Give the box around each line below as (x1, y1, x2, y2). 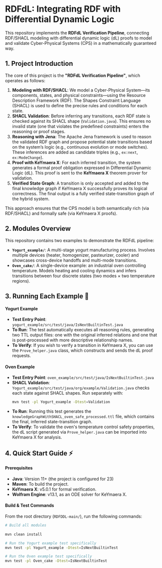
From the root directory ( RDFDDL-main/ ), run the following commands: (5, 513, 142, 519)
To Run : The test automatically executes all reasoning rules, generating (12, 327, 154, 333)
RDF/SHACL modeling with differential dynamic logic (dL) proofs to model (5, 35, 152, 41)
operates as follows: (5, 77, 46, 83)
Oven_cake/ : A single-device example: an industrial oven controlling (12, 262, 146, 268)
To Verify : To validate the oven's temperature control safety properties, (12, 424, 155, 430)
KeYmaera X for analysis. (12, 435, 62, 440)
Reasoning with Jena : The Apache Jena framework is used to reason (12, 133, 151, 139)
